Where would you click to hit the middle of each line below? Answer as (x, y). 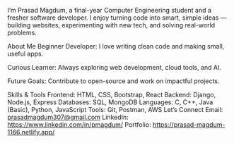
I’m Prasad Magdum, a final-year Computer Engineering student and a (110, 10)
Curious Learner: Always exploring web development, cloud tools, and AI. (114, 67)
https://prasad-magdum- (189, 125)
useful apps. (25, 54)
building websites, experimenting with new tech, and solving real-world (111, 25)
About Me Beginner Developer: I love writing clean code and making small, (116, 46)
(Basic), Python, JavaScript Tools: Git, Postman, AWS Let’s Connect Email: (115, 110)
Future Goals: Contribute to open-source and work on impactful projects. (113, 81)
